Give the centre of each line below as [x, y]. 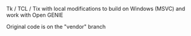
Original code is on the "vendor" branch [56, 27]
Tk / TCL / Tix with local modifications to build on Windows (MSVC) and [96, 9]
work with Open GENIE [35, 15]
